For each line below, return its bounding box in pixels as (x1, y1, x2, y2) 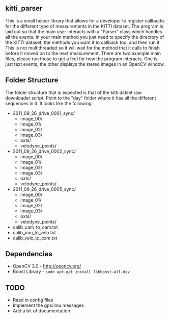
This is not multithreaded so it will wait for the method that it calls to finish (5, 44, 160, 51)
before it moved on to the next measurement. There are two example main (5, 50, 161, 56)
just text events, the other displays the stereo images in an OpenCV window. (5, 61, 165, 67)
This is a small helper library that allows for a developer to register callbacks (5, 17, 165, 23)
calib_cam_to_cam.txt (12, 224, 58, 230)
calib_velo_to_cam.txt (12, 235, 58, 241)
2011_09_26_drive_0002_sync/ (12, 148, 76, 154)
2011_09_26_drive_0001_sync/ (12, 110, 75, 116)
